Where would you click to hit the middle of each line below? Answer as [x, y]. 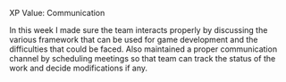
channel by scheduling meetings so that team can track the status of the [143, 58]
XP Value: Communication [57, 13]
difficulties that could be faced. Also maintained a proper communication [143, 49]
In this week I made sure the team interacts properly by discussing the [139, 30]
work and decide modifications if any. [79, 68]
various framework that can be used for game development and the [134, 40]
